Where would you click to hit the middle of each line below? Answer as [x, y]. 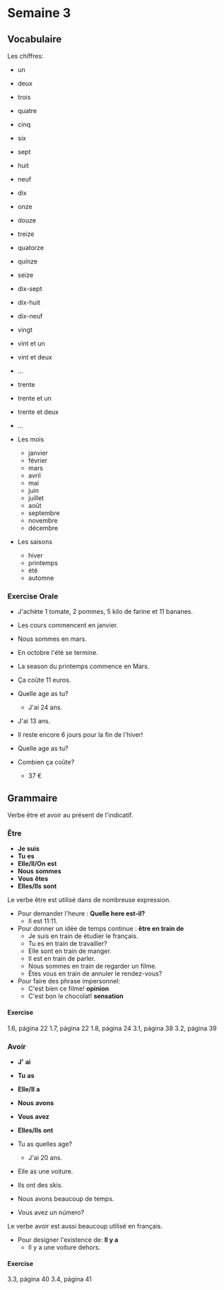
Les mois [31, 439]
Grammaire [33, 798]
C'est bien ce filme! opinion [69, 989]
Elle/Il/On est [37, 864]
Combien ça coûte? [46, 762]
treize [26, 234]
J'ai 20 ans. [45, 1157]
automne [41, 578]
